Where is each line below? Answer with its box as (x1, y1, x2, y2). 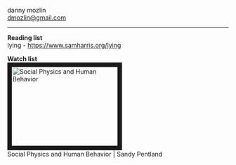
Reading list (7, 34, 43, 41)
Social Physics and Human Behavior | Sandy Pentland (7, 150, 163, 158)
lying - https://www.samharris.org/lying (7, 41, 122, 49)
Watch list (7, 55, 37, 62)
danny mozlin (7, 6, 46, 14)
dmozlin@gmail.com (7, 13, 67, 22)
